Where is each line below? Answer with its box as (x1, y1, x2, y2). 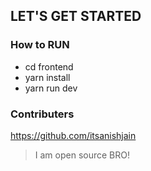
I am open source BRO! (34, 149, 130, 161)
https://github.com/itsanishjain (10, 129, 137, 141)
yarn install (24, 71, 71, 83)
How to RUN (10, 38, 70, 52)
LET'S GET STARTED (10, 8, 142, 25)
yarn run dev (24, 82, 78, 94)
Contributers (10, 107, 75, 121)
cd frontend (24, 60, 74, 73)
